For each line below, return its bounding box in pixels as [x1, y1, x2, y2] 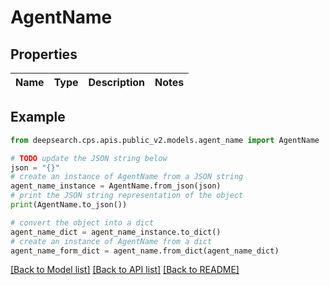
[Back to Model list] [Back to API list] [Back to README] [10, 264, 240, 276]
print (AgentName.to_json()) [10, 200, 128, 210]
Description [88, 76, 145, 89]
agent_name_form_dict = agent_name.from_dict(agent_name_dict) [10, 246, 280, 256]
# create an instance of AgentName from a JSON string [10, 172, 244, 182]
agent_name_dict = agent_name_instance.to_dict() [10, 227, 222, 237]
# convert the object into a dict [10, 217, 155, 228]
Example [10, 109, 66, 126]
